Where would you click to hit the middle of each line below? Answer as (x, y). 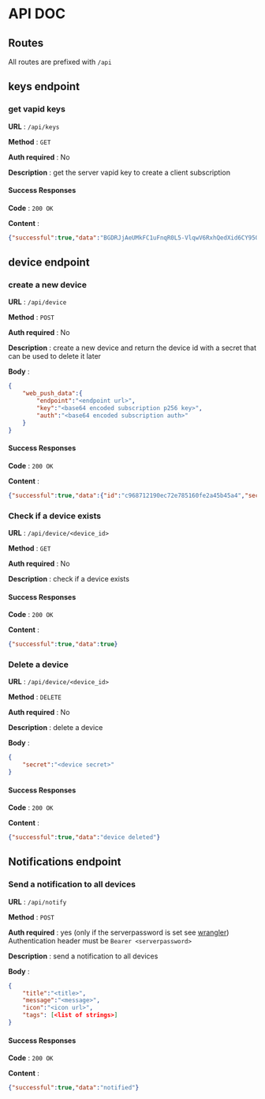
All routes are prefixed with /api (60, 62)
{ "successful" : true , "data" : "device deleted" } (84, 837)
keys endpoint (44, 87)
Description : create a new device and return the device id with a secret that (132, 348)
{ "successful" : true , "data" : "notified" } (74, 1088)
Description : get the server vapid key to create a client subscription (119, 172)
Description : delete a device (56, 728)
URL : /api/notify (37, 901)
